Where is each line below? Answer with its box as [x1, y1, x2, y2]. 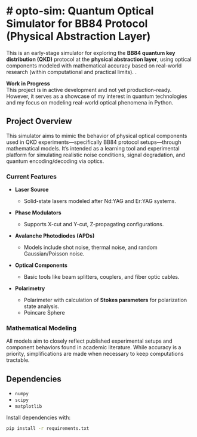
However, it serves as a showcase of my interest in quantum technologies [6, 93, 187, 100]
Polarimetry [14, 285, 45, 292]
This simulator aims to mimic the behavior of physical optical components [6, 132, 187, 139]
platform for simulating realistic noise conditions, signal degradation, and [6, 151, 186, 158]
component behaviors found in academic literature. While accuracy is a [6, 344, 181, 351]
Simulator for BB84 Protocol [6, 17, 148, 30]
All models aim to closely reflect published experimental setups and [6, 337, 173, 344]
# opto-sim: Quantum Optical [6, 4, 154, 18]
